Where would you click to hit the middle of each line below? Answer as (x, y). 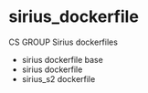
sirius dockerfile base (63, 59)
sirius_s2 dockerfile (58, 78)
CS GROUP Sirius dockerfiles (63, 42)
